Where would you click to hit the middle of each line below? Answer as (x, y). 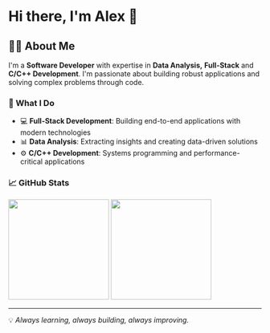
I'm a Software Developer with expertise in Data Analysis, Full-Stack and (131, 65)
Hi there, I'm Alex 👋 (73, 16)
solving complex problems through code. (76, 82)
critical (31, 162)
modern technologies (55, 132)
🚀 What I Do (31, 103)
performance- (217, 153)
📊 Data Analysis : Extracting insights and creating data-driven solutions (139, 142)
